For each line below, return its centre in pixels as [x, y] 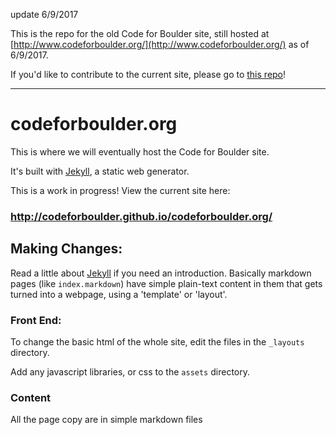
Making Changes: [66, 249]
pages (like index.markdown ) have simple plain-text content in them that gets [166, 283]
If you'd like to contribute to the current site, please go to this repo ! [148, 74]
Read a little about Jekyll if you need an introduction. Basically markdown [161, 273]
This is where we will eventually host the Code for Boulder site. [140, 151]
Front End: [36, 320]
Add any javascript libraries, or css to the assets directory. [130, 371]
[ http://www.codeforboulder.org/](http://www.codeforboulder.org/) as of [160, 44]
